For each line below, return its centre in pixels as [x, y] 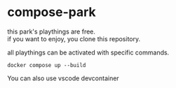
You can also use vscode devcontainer [63, 78]
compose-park [52, 12]
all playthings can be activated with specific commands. [88, 52]
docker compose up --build [47, 65]
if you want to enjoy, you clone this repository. [74, 38]
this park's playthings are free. [52, 31]
